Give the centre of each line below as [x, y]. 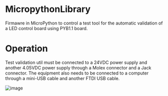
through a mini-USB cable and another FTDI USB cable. [62, 78]
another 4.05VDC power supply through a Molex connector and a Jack [78, 67]
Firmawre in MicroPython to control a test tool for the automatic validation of [84, 23]
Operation [27, 49]
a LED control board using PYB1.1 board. [46, 28]
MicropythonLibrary [48, 9]
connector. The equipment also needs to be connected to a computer [77, 73]
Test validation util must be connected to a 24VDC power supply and [76, 62]
